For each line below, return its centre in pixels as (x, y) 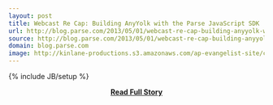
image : (19, 53)
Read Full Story (136, 92)
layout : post (30, 16)
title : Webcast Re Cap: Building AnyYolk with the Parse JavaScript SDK (134, 23)
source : (22, 38)
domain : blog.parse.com (49, 46)
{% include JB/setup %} (49, 76)
